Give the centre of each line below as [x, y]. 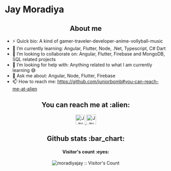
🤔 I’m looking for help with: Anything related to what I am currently [82, 65]
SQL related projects [34, 59]
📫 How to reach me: [34, 81]
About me [86, 28]
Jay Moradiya [35, 9]
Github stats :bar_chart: [86, 139]
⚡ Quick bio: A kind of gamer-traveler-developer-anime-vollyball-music [88, 41]
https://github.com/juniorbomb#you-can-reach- [108, 81]
